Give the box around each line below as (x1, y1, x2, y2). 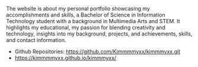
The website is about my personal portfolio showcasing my (6, 5, 150, 12)
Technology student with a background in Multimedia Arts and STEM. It (6, 18, 180, 24)
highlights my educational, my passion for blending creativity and (6, 24, 166, 31)
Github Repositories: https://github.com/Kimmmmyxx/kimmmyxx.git (14, 48, 181, 55)
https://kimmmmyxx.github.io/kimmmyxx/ (14, 55, 117, 61)
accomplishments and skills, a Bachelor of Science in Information (6, 11, 165, 18)
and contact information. (6, 37, 66, 43)
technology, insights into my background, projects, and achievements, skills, (6, 30, 193, 37)
